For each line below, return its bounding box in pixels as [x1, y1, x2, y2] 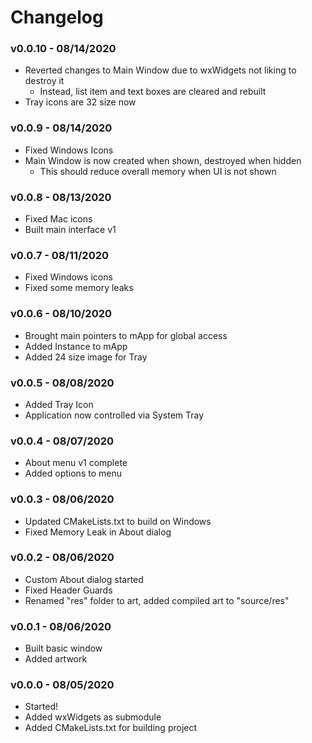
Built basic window [24, 642, 103, 655]
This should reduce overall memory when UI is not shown [39, 165, 277, 177]
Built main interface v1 [24, 224, 117, 236]
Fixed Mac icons [24, 213, 93, 225]
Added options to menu [24, 467, 122, 480]
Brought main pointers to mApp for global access [24, 329, 228, 341]
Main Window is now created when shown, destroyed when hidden [24, 154, 302, 166]
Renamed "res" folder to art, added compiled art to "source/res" [24, 594, 290, 606]
